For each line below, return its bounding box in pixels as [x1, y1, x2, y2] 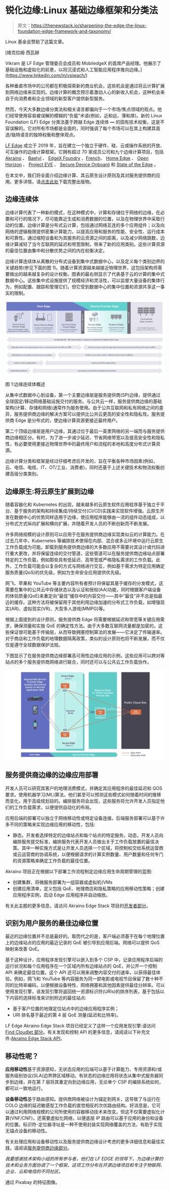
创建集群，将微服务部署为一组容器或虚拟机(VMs [12, 879, 113, 885]
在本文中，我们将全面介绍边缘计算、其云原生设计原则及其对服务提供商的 [5, 172, 156, 178]
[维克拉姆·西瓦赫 [5, 49, 39, 55]
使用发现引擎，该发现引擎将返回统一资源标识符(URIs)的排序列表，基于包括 [5, 988, 160, 994]
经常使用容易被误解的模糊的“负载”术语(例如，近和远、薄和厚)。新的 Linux [9, 112, 162, 118]
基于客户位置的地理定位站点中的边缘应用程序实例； [12, 1006, 119, 1012]
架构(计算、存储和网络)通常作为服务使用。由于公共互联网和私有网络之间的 [5, 405, 159, 411]
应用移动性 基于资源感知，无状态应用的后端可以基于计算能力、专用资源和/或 [5, 1066, 162, 1072]
